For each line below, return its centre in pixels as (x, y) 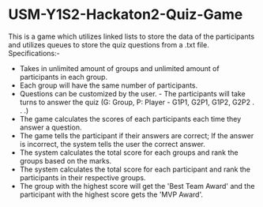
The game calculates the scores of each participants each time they (130, 119)
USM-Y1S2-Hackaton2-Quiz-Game (126, 15)
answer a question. (51, 127)
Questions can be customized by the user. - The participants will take (133, 93)
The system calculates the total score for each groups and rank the (129, 152)
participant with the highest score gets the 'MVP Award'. (111, 194)
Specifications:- (34, 53)
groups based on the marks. (66, 160)
